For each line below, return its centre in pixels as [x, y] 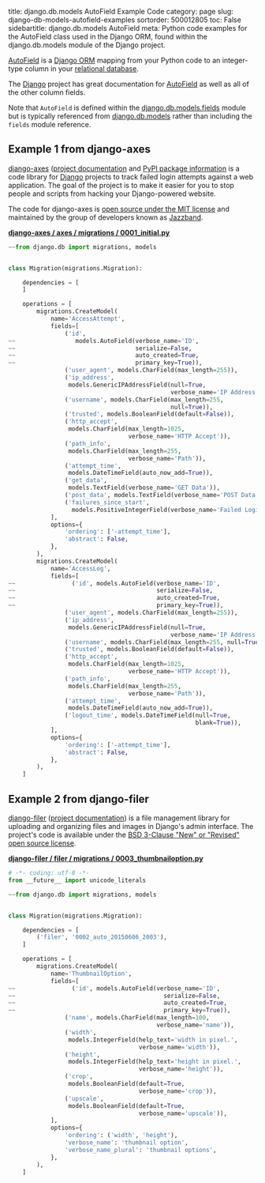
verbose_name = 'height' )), [181, 1069]
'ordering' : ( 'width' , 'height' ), [121, 1136]
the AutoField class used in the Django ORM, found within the [108, 36]
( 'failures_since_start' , [107, 502]
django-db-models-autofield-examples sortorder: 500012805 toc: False [125, 20]
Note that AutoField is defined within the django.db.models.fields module [127, 107]
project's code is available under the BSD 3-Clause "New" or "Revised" [124, 835]
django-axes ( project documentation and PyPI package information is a [124, 168]
